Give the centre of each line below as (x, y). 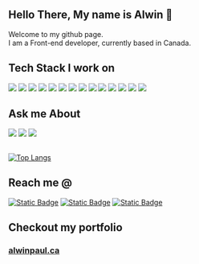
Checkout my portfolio (65, 227)
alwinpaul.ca (34, 250)
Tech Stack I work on (61, 68)
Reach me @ (40, 183)
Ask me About (45, 114)
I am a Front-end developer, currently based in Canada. (99, 43)
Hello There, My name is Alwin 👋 (91, 15)
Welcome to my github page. (56, 34)
